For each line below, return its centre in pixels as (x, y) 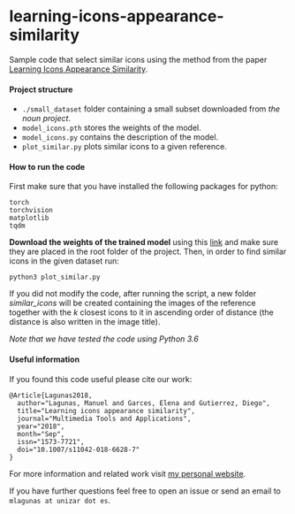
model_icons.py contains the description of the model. (120, 137)
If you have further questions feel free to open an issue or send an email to (145, 491)
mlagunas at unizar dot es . (60, 500)
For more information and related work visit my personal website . (128, 473)
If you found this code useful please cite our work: (101, 379)
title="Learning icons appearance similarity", (106, 410)
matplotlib (29, 219)
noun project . (46, 119)
